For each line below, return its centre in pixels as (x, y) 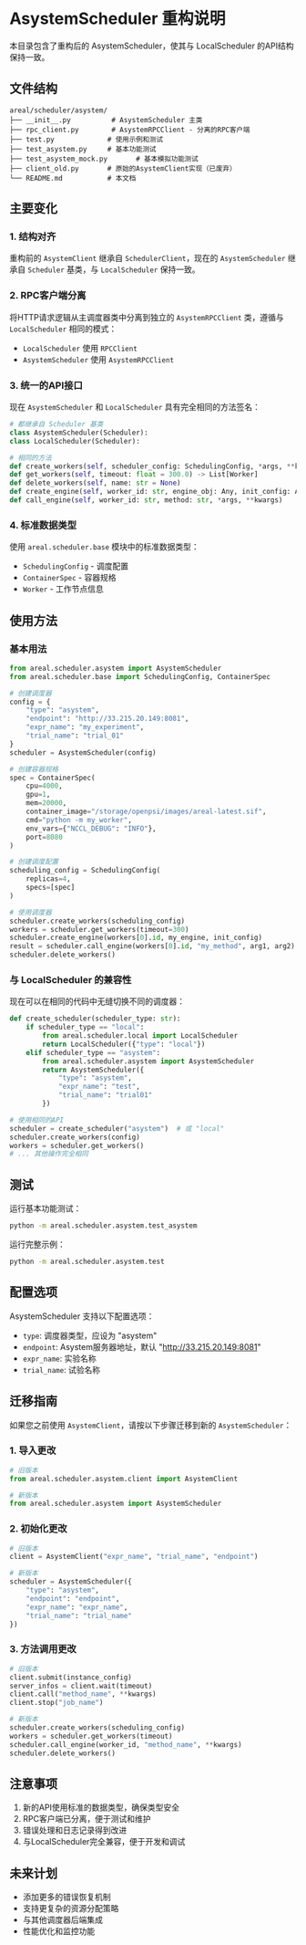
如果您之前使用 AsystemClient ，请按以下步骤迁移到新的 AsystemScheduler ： (151, 1425)
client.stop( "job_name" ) (56, 1703)
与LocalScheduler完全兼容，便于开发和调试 (104, 1842)
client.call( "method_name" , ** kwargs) (83, 1694)
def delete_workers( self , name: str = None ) (95, 483)
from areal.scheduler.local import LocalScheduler (140, 1036)
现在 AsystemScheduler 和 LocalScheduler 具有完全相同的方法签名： (135, 407)
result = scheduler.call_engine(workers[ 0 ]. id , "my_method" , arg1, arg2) (153, 946)
